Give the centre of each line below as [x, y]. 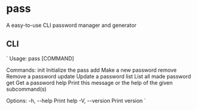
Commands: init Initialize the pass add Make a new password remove [91, 70]
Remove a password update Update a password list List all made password [99, 76]
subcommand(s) [26, 89]
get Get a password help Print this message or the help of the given [90, 82]
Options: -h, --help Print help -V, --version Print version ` [76, 100]
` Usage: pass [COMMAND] [40, 58]
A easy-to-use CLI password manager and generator [71, 25]
